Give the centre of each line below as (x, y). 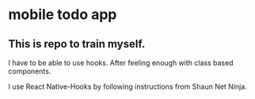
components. (30, 71)
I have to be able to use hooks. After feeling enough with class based (121, 63)
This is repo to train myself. (77, 44)
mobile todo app (63, 15)
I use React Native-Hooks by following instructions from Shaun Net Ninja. (127, 86)
